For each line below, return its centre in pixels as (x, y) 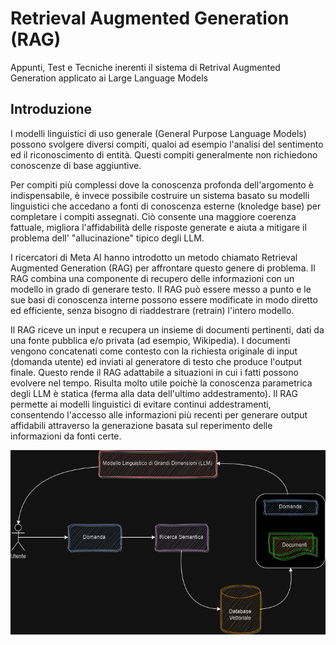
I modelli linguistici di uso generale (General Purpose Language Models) (158, 133)
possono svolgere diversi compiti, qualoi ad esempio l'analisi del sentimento (167, 144)
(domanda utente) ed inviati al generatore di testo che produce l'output (156, 361)
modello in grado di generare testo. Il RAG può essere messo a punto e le (161, 289)
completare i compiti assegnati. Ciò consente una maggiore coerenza (153, 216)
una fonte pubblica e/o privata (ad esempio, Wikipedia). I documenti (150, 340)
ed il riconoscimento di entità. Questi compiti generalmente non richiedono (164, 154)
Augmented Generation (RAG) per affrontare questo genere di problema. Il (163, 268)
